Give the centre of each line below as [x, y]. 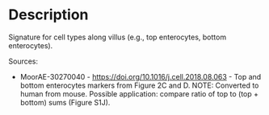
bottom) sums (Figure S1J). [65, 102]
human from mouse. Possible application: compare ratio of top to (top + [139, 93]
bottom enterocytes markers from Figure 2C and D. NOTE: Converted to [139, 85]
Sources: [23, 61]
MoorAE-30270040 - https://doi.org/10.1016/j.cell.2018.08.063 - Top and [141, 76]
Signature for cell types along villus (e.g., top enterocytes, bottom [118, 37]
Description [48, 15]
